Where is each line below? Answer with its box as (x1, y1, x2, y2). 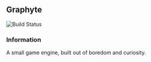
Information (6, 35, 41, 44)
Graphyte (6, 5, 43, 15)
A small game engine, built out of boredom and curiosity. (6, 49, 146, 56)
